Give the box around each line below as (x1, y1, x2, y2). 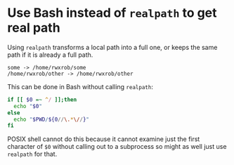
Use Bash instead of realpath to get (7, 5, 217, 21)
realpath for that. (7, 150, 58, 159)
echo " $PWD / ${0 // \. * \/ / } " (13, 116, 90, 123)
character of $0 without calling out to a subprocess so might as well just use (7, 143, 227, 151)
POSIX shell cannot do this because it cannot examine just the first (7, 135, 200, 143)
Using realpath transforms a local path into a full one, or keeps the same (7, 43, 218, 51)
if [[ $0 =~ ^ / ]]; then (7, 96, 77, 103)
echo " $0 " (13, 103, 42, 110)
